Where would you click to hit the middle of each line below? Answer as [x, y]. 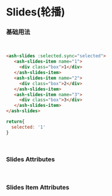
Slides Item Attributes [38, 187]
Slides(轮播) [36, 12]
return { [16, 122]
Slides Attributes [30, 159]
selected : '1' [28, 127]
